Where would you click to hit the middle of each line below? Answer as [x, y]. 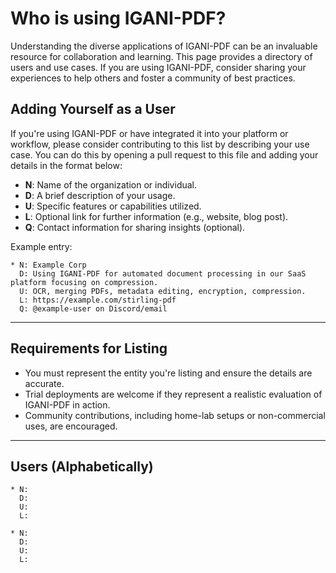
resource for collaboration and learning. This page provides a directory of [161, 56]
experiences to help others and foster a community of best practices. [153, 78]
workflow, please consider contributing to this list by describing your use [160, 144]
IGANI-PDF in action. [67, 404]
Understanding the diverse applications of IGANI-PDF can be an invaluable [164, 46]
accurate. [44, 383]
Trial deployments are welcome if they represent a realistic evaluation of [173, 394]
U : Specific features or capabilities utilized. [113, 206]
